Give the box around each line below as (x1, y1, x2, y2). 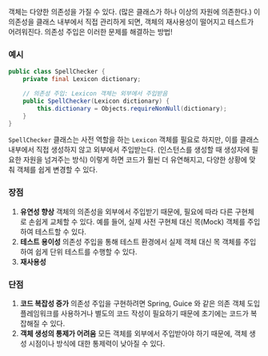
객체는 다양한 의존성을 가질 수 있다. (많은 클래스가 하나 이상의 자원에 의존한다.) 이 (8, 7, 261, 16)
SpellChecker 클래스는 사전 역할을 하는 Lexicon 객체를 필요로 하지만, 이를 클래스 (8, 135, 260, 144)
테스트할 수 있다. (34, 227, 86, 237)
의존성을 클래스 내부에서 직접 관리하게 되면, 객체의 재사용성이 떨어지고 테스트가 (8, 17, 254, 26)
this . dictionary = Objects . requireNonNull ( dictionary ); (37, 104, 227, 112)
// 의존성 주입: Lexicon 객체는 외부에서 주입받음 (22, 90, 168, 98)
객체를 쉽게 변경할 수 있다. (16, 165, 98, 175)
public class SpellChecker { (8, 67, 106, 76)
